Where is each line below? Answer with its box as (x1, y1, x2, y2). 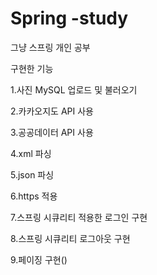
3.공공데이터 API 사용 (10, 126, 94, 138)
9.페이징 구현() (10, 253, 68, 266)
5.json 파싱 (10, 168, 55, 181)
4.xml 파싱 (10, 147, 52, 159)
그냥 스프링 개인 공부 (10, 41, 91, 53)
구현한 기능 (10, 62, 54, 74)
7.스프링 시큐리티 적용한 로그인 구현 (10, 211, 148, 223)
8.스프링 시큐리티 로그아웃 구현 (10, 232, 131, 244)
